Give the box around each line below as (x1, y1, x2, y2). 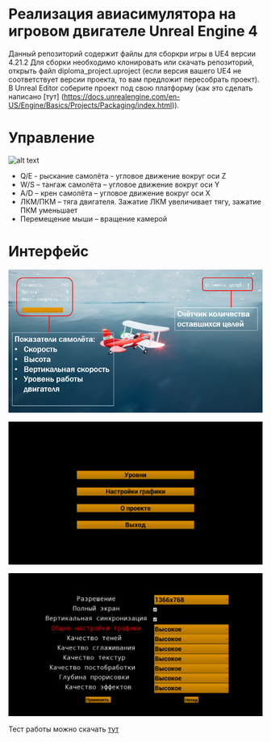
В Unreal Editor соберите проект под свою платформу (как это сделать (8, 82, 253, 93)
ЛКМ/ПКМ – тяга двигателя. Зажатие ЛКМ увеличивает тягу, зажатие (19, 196, 262, 206)
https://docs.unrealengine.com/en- (63, 91, 181, 101)
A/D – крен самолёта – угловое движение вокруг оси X (19, 188, 211, 198)
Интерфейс (8, 242, 90, 261)
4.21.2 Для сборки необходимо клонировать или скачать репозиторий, (8, 57, 255, 67)
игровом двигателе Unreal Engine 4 (8, 22, 258, 40)
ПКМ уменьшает (19, 205, 78, 215)
